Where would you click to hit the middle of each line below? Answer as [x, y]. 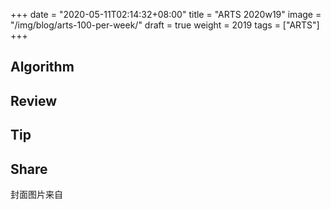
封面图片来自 [36, 194]
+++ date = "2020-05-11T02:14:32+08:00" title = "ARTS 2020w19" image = [166, 14]
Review [34, 100]
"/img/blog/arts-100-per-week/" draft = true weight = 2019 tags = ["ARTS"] [165, 25]
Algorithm [42, 67]
